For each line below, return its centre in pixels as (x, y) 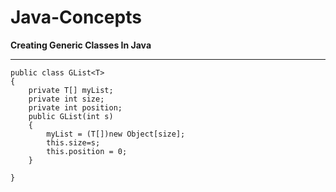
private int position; (75, 107)
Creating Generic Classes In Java (81, 45)
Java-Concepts (76, 17)
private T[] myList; (71, 90)
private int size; (66, 99)
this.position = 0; (87, 151)
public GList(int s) (71, 116)
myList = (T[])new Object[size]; (116, 134)
